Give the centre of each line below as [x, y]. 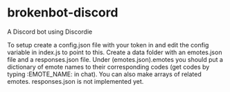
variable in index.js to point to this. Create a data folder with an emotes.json [115, 52]
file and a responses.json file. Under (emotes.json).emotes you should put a [115, 59]
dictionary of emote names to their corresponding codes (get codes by [108, 67]
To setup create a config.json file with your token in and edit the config [108, 45]
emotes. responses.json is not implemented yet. [76, 81]
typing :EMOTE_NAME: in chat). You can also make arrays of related [105, 74]
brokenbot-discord [63, 13]
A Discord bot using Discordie [50, 32]
